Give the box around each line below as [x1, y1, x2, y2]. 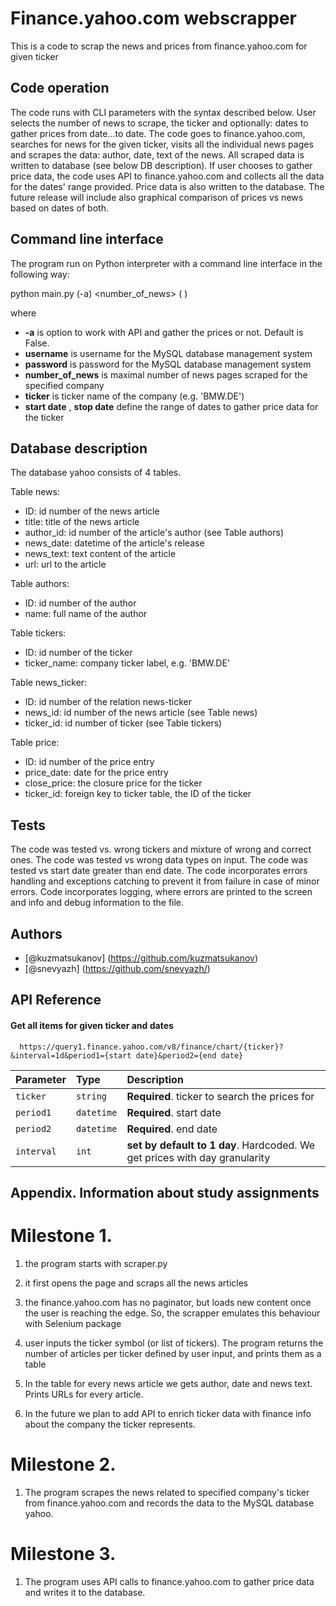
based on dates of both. [10, 202, 109, 214]
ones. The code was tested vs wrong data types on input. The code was [10, 854, 308, 866]
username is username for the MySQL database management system [24, 347, 313, 359]
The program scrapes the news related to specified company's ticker [24, 1486, 310, 1498]
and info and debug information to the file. [10, 897, 185, 909]
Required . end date [126, 1122, 218, 1136]
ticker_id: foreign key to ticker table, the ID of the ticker [24, 788, 252, 800]
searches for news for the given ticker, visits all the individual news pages [10, 138, 314, 150]
